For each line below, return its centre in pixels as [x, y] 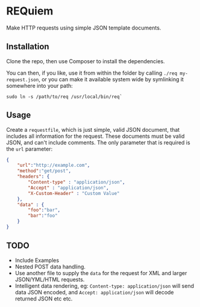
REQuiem [30, 11]
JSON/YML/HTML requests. [50, 279]
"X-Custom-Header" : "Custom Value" [74, 193]
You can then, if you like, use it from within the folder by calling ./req [92, 73]
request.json [23, 79]
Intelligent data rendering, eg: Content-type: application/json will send [105, 286]
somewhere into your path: [40, 85]
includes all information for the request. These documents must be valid [95, 136]
